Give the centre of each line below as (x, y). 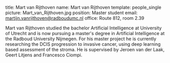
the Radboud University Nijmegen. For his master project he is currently (81, 39)
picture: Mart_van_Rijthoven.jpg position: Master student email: (71, 13)
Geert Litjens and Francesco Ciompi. (44, 55)
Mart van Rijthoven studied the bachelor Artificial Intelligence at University (84, 28)
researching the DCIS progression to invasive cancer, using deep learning (83, 44)
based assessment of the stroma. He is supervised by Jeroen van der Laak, (85, 50)
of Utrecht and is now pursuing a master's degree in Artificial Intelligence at (85, 33)
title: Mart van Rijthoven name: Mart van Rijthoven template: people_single (83, 7)
